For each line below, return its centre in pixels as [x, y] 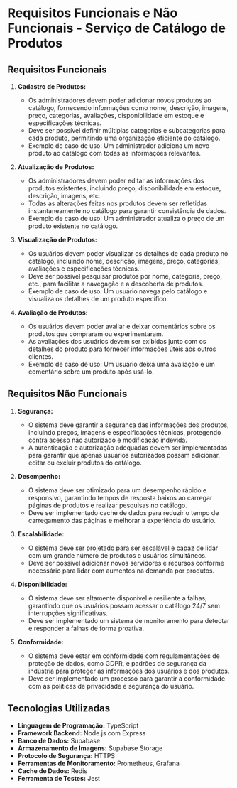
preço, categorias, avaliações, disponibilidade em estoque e [116, 115]
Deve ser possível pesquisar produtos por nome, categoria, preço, [125, 276]
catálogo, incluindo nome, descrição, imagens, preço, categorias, [124, 261]
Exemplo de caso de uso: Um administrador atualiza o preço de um [126, 218]
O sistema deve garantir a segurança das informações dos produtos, [128, 425]
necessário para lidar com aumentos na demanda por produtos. [121, 571]
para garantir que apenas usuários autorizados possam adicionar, [124, 455]
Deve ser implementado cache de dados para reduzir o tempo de [123, 512]
